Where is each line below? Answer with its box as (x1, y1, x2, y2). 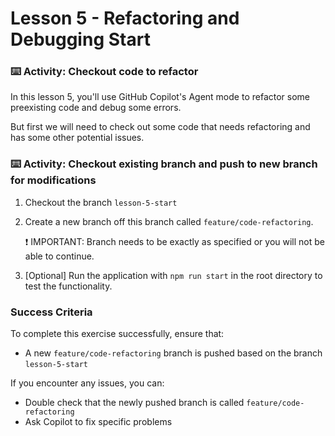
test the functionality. (24, 280, 113, 292)
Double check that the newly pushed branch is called (24, 397, 245, 409)
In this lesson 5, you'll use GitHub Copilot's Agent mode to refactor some (10, 91, 310, 103)
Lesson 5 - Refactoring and (10, 7, 240, 30)
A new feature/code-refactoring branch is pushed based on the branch (24, 347, 323, 359)
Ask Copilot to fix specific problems (24, 416, 173, 428)
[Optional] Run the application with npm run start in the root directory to (24, 269, 323, 281)
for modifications (10, 173, 97, 187)
